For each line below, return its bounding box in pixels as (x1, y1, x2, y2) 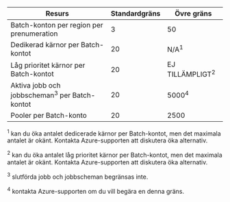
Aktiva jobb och (10, 81, 61, 90)
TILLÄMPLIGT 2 (167, 68, 216, 79)
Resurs (45, 9, 70, 18)
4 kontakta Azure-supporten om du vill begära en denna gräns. (7, 186, 185, 195)
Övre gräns (174, 9, 212, 18)
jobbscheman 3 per (10, 89, 71, 100)
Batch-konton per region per (10, 21, 104, 29)
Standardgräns (110, 9, 161, 18)
